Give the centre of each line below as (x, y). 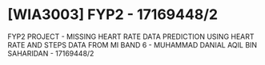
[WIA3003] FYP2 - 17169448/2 (112, 15)
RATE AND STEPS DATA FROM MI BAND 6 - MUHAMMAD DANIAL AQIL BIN (132, 44)
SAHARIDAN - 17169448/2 (51, 53)
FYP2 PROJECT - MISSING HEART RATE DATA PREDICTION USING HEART (131, 36)
